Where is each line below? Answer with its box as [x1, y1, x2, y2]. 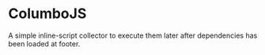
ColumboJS [8, 5, 87, 23]
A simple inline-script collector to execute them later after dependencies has [8, 31, 258, 40]
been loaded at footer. [8, 38, 81, 48]
